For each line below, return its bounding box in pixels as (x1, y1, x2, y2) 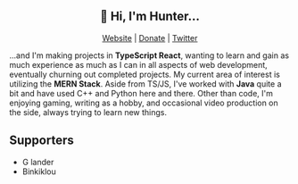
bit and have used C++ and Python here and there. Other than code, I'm (9, 88, 274, 98)
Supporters (9, 133, 74, 148)
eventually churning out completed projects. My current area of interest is (9, 69, 281, 79)
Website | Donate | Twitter (102, 32, 198, 43)
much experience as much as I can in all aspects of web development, (9, 59, 268, 70)
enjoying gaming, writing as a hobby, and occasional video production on (9, 97, 278, 108)
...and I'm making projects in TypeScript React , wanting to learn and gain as (9, 50, 290, 61)
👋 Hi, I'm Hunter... (99, 9, 201, 24)
